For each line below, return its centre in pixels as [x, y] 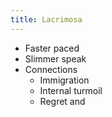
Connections [51, 69]
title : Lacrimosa [46, 19]
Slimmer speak [55, 58]
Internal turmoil [71, 90]
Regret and [62, 101]
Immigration [64, 80]
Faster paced [52, 48]
